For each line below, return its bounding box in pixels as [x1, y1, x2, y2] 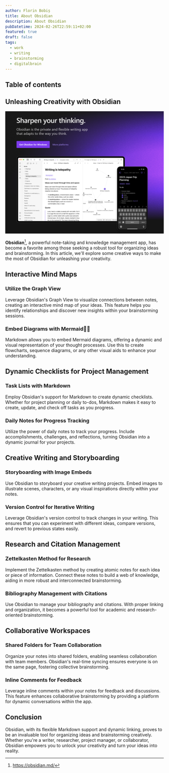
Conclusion [5, 713, 42, 722]
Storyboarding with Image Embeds [5, 469, 92, 476]
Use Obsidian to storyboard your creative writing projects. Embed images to [5, 480, 163, 486]
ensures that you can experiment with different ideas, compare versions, [5, 521, 156, 526]
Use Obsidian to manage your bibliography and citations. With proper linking [5, 601, 163, 607]
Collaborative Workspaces [5, 627, 91, 635]
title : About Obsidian [5, 13, 53, 19]
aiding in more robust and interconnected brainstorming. [5, 577, 122, 583]
